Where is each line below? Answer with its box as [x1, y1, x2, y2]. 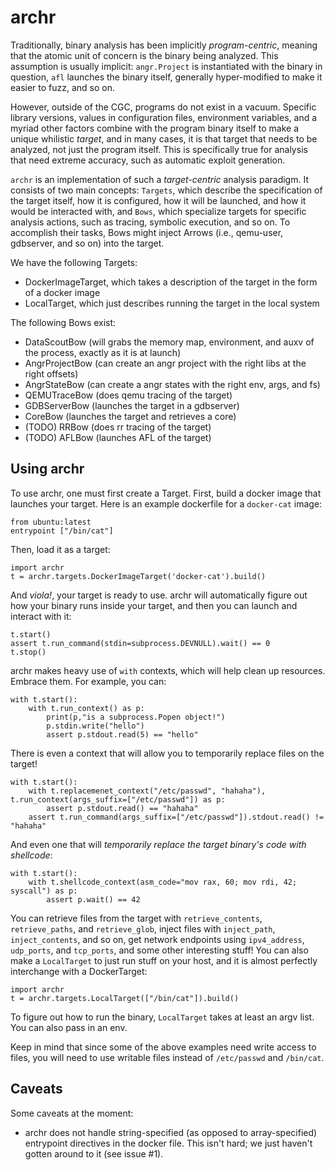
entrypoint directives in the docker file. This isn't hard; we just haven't [24, 1137, 313, 1149]
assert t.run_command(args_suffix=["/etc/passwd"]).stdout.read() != [28, 812, 325, 822]
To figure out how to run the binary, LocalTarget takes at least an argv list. [10, 1011, 315, 1023]
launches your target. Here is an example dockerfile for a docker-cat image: [10, 497, 323, 510]
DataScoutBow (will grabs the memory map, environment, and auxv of [24, 336, 315, 348]
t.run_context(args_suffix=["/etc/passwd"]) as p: [10, 794, 226, 805]
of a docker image [24, 286, 101, 298]
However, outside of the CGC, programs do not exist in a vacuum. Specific [10, 101, 317, 113]
